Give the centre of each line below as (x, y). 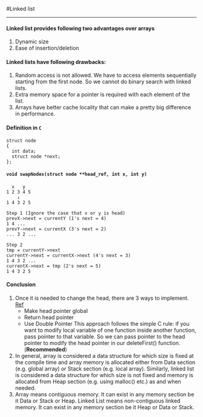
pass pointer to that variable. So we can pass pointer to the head (105, 337)
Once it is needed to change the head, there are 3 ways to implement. (102, 298)
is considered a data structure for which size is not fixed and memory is (104, 375)
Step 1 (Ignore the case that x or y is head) (66, 213)
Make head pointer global (56, 311)
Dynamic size (32, 42)
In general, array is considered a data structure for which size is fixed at (105, 356)
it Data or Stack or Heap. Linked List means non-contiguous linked (98, 401)
